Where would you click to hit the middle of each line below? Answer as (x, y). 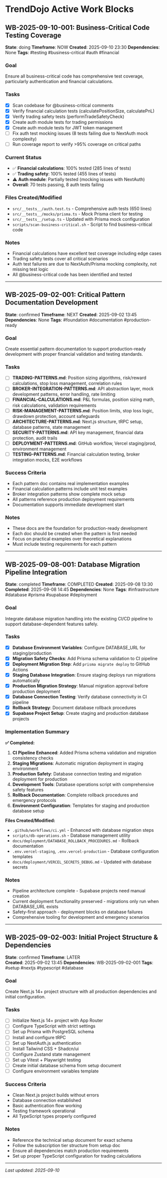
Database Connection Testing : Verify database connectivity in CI (80, 697)
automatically (26, 681)
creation (21, 896)
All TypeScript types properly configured (54, 1116)
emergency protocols (34, 800)
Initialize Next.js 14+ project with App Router (58, 1020)
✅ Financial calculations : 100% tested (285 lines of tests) (72, 168)
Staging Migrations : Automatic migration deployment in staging (78, 763)
